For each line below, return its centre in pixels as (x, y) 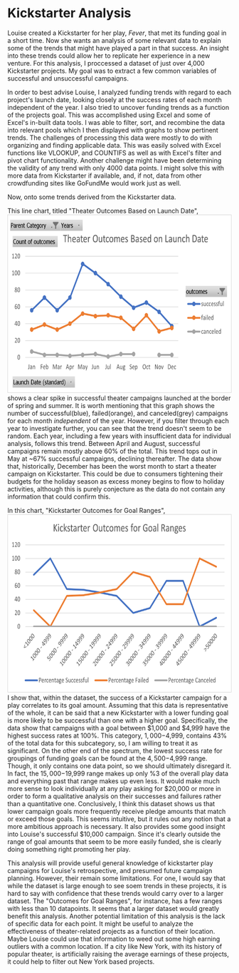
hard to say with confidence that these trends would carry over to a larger (116, 893)
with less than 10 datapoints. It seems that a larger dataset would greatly (113, 908)
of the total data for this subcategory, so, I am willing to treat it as (103, 743)
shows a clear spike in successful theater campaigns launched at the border (119, 398)
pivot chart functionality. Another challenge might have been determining (115, 160)
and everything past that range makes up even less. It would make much (114, 781)
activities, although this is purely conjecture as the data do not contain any (116, 489)
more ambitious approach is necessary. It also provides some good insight (116, 826)
